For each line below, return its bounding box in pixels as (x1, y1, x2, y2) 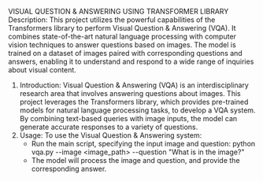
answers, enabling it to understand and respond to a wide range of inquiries (8, 57, 254, 66)
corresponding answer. (31, 164, 107, 173)
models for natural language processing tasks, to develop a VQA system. (19, 105, 256, 115)
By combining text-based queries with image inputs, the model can (19, 114, 238, 123)
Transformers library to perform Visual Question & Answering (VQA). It (8, 24, 236, 32)
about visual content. (8, 65, 76, 74)
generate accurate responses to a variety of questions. (19, 122, 198, 131)
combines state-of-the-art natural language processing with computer (8, 31, 236, 41)
